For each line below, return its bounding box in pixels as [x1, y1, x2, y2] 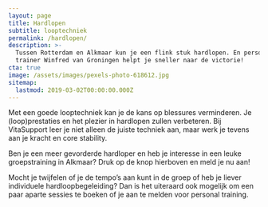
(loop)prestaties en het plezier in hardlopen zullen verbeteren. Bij [8, 117, 222, 126]
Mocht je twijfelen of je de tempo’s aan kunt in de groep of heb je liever [8, 173, 242, 182]
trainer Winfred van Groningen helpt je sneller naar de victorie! [15, 57, 245, 65]
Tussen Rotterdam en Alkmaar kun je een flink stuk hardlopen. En [15, 49, 241, 57]
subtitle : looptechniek [8, 26, 88, 34]
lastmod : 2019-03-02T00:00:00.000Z [15, 86, 134, 94]
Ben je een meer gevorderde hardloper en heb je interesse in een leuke [8, 149, 242, 158]
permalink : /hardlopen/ [8, 34, 88, 42]
